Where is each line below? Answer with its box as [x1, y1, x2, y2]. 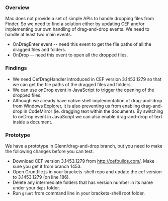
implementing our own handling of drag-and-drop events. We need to [5, 26, 150, 32]
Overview [5, 4, 30, 11]
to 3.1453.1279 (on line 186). [12, 174, 70, 180]
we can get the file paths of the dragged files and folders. [12, 81, 132, 87]
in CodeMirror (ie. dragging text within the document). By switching [23, 108, 163, 114]
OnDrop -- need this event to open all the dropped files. [12, 52, 128, 58]
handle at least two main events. [5, 32, 72, 38]
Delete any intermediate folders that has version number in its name [12, 179, 153, 185]
